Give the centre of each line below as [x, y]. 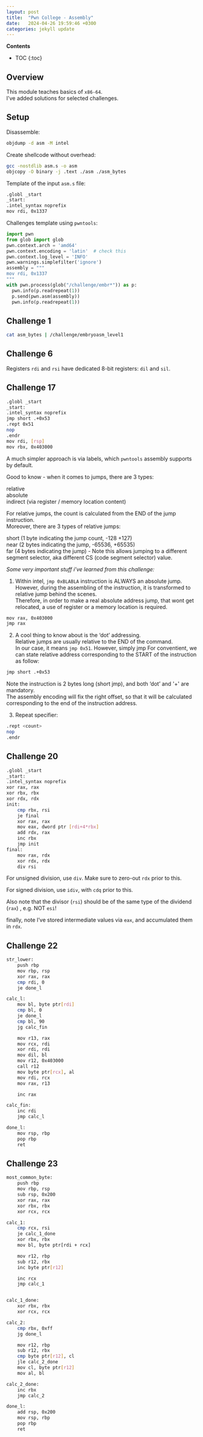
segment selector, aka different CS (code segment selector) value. [89, 557]
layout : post [23, 12]
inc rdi [27, 1111]
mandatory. [21, 691]
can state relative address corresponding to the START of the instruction [106, 655]
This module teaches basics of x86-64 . [54, 92]
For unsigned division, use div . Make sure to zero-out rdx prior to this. [94, 878]
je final [28, 816]
